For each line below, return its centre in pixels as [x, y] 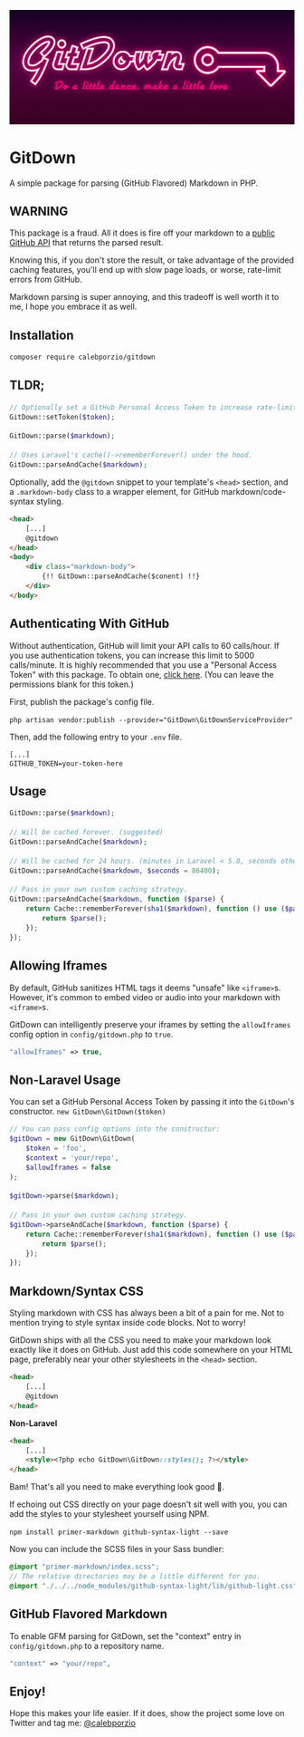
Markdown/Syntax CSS [76, 1291]
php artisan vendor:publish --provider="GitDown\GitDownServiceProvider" [152, 720]
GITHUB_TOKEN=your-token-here [66, 763]
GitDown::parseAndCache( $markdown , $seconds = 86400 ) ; [115, 871]
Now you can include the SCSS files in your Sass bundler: [117, 1549]
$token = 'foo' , [57, 1148]
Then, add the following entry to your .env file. [96, 737]
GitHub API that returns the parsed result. [87, 243]
